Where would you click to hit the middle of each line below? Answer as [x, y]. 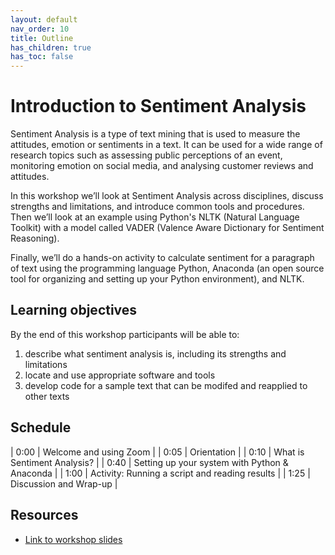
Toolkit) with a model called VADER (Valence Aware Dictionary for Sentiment [167, 228]
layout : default [44, 19]
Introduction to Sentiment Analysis [158, 106]
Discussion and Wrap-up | [64, 483]
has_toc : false [42, 57]
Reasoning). [35, 238]
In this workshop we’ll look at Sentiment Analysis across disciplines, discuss [167, 196]
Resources [44, 515]
